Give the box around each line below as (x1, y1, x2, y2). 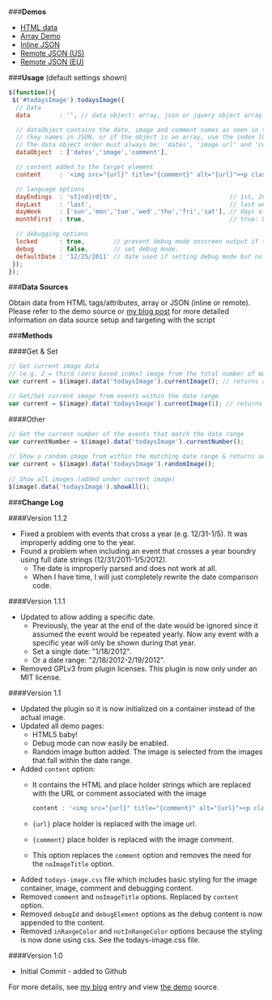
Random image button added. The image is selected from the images (32, 746, 263, 757)
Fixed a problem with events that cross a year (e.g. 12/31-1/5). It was (19, 529, 249, 539)
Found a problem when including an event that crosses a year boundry (19, 546, 257, 556)
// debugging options (15, 230, 89, 238)
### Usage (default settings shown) (8, 73, 127, 82)
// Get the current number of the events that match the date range (8, 430, 244, 438)
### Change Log (8, 497, 64, 507)
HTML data (19, 23, 58, 32)
